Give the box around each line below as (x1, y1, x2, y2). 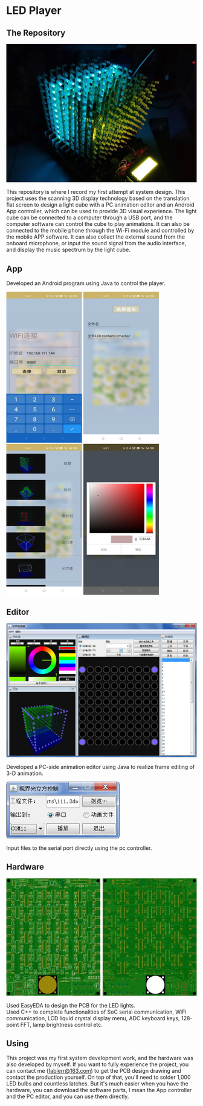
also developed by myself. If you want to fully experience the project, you (6, 1061, 189, 1068)
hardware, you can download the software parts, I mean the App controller (6, 1087, 192, 1094)
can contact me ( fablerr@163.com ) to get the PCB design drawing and (6, 1067, 181, 1075)
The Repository (6, 28, 66, 38)
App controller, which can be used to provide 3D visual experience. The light (6, 208, 197, 215)
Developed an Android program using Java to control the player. (6, 280, 166, 287)
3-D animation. (6, 770, 43, 777)
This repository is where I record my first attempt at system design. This (6, 188, 185, 196)
